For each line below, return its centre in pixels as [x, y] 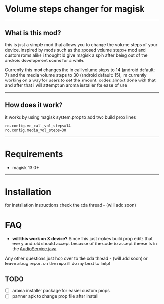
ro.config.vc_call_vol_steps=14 [38, 126]
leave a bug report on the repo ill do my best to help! [58, 263]
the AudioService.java [34, 249]
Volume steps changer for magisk [75, 9]
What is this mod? [33, 33]
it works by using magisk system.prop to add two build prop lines [71, 117]
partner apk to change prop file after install [55, 296]
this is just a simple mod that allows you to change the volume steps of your [81, 44]
